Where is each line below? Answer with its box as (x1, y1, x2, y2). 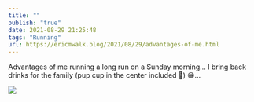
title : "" (8, 11, 41, 20)
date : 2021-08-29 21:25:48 (8, 26, 97, 34)
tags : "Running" (8, 33, 61, 42)
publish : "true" (8, 19, 61, 27)
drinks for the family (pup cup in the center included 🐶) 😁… (8, 71, 201, 80)
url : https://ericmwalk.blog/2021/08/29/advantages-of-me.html (8, 41, 220, 49)
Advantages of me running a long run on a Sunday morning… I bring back (8, 62, 246, 71)
